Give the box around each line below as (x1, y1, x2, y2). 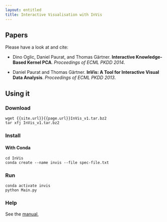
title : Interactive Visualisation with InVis (5, 12, 102, 17)
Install (5, 132, 21, 139)
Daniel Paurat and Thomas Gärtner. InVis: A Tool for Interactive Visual (12, 69, 159, 75)
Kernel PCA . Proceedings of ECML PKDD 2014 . (27, 59, 125, 66)
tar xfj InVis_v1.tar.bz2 (5, 120, 59, 125)
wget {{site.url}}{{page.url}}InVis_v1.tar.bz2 (5, 116, 107, 121)
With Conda (5, 145, 31, 151)
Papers (5, 31, 28, 39)
